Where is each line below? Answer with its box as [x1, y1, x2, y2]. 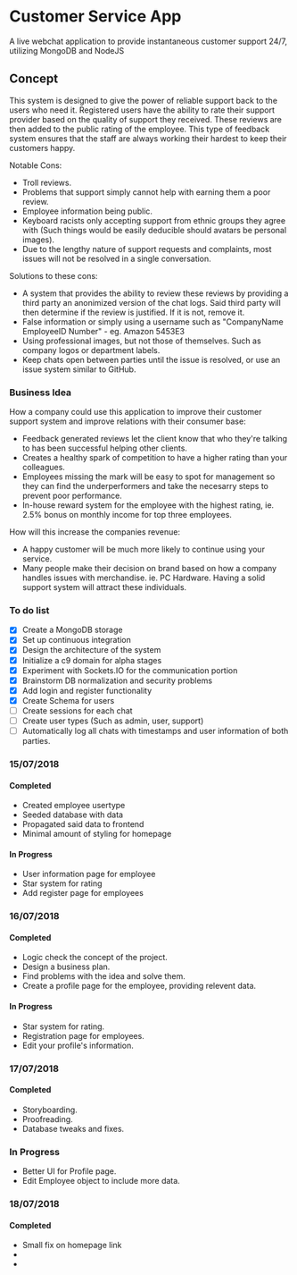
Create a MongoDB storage [21, 624, 123, 636]
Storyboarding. [21, 1104, 78, 1115]
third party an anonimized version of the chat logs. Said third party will [21, 297, 281, 308]
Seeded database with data [21, 809, 123, 820]
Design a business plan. [21, 961, 111, 972]
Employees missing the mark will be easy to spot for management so [21, 471, 276, 482]
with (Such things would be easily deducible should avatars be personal [21, 224, 287, 235]
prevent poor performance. [21, 490, 122, 502]
